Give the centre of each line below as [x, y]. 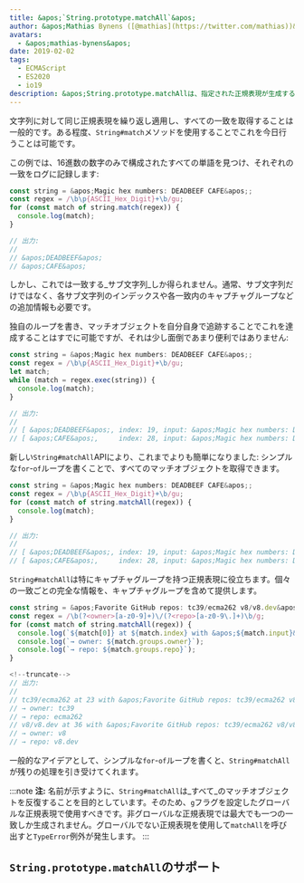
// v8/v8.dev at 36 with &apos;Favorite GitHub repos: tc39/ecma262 [141, 725]
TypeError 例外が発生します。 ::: [91, 836]
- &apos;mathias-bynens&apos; [74, 43]
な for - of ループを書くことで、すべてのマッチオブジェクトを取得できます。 [147, 468]
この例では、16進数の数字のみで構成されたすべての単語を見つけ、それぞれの [152, 162]
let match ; [30, 372]
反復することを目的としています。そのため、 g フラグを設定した [142, 802]
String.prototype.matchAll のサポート [115, 867]
